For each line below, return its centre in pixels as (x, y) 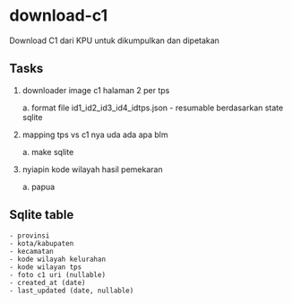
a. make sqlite (48, 152)
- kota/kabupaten (42, 243)
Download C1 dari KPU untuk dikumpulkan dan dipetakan (114, 40)
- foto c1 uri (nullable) (57, 274)
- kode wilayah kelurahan (57, 259)
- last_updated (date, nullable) (72, 291)
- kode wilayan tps (46, 267)
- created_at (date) (48, 282)
